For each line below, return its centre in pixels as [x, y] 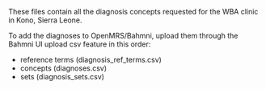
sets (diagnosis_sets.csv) [62, 77]
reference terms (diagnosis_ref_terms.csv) [91, 60]
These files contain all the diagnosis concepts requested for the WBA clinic [133, 12]
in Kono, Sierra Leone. [45, 20]
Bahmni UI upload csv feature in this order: [80, 44]
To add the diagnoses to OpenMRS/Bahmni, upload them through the [123, 36]
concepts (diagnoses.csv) [63, 68]
